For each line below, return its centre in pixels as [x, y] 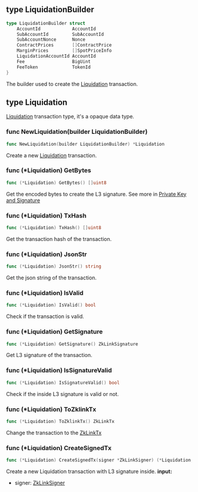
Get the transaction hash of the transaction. [59, 239]
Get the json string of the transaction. [52, 278]
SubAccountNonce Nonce [51, 40]
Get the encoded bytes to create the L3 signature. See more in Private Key [96, 194]
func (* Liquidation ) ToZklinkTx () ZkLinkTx [60, 421]
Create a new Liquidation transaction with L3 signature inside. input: [89, 471]
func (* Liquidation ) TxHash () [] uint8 [54, 228]
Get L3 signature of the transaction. [49, 355]
